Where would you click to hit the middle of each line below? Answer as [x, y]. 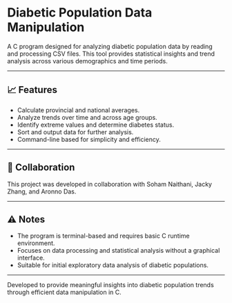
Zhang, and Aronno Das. [42, 191]
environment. [36, 243]
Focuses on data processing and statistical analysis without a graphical [118, 251]
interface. [31, 258]
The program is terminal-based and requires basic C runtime [103, 236]
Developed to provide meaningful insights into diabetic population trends [110, 285]
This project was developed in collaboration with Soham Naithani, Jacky [110, 184]
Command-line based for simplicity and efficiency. [89, 139]
